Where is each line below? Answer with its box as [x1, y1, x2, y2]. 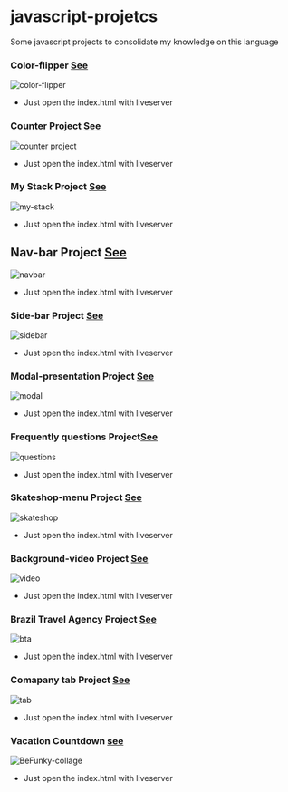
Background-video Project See [10, 552, 149, 565]
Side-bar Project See [10, 309, 104, 322]
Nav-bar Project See [10, 245, 128, 260]
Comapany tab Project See [10, 673, 130, 686]
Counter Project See [10, 120, 101, 132]
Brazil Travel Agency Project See [10, 613, 158, 626]
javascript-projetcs [10, 6, 158, 27]
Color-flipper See [10, 59, 89, 72]
